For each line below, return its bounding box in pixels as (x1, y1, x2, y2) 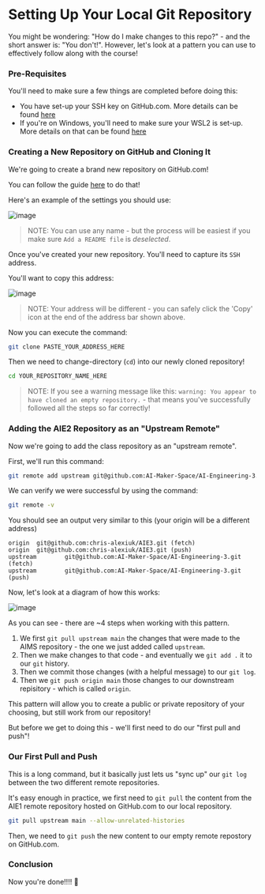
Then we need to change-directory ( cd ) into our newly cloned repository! (8, 357, 245, 367)
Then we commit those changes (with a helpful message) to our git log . (19, 667, 256, 677)
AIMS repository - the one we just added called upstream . (19, 642, 206, 651)
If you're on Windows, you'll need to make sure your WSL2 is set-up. (19, 119, 243, 128)
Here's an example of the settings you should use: (8, 195, 171, 205)
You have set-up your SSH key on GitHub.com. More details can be (19, 101, 238, 111)
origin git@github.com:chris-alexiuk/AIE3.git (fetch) (8, 539, 196, 547)
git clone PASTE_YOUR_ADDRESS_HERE (8, 342, 125, 351)
